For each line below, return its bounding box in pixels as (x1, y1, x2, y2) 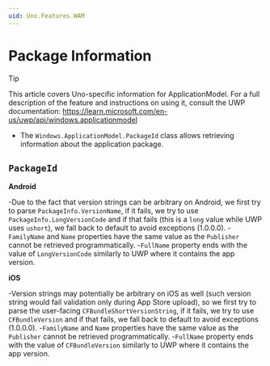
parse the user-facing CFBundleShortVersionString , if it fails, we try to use (8, 306, 255, 316)
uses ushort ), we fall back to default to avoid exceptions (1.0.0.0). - (8, 223, 232, 233)
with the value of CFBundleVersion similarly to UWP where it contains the (8, 340, 249, 350)
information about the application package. (19, 139, 164, 149)
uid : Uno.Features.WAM (8, 11, 85, 20)
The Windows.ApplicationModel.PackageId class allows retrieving (19, 130, 234, 140)
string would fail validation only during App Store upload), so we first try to (8, 297, 257, 307)
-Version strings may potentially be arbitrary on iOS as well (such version (8, 288, 251, 299)
